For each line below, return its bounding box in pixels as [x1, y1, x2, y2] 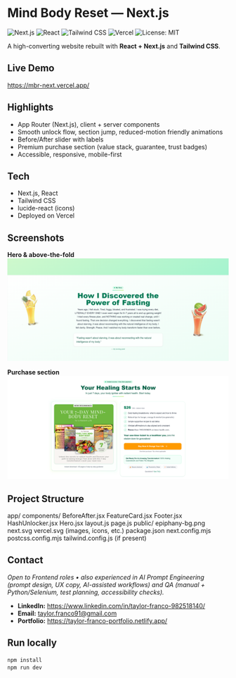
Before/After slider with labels [17, 135, 104, 144]
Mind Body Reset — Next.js [7, 5, 170, 21]
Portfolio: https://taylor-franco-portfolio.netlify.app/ [17, 616, 168, 624]
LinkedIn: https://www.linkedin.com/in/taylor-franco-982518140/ [17, 601, 206, 610]
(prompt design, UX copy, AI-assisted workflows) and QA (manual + [7, 580, 205, 589]
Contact [7, 554, 44, 566]
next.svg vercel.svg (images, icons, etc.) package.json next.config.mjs [7, 527, 211, 535]
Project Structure [7, 493, 84, 505]
